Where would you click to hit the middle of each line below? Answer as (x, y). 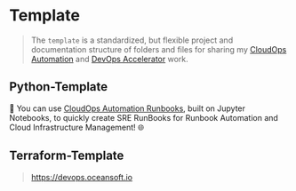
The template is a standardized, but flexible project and (132, 40)
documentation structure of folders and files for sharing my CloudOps (159, 49)
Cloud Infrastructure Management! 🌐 (77, 127)
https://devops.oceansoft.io (82, 177)
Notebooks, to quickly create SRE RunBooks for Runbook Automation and (144, 117)
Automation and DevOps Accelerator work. (109, 59)
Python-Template (59, 87)
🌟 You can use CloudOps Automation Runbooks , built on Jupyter (128, 108)
